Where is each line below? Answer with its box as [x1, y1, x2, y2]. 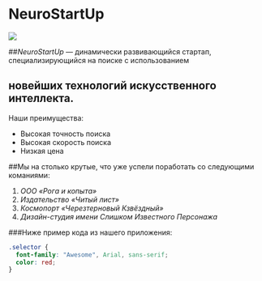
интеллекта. [8, 92, 75, 105]
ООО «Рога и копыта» [19, 185, 97, 195]
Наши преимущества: [8, 113, 84, 122]
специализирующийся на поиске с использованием [8, 55, 189, 65]
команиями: [8, 170, 50, 180]
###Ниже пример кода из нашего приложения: [8, 228, 173, 237]
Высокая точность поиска [19, 129, 111, 138]
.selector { [8, 243, 49, 251]
